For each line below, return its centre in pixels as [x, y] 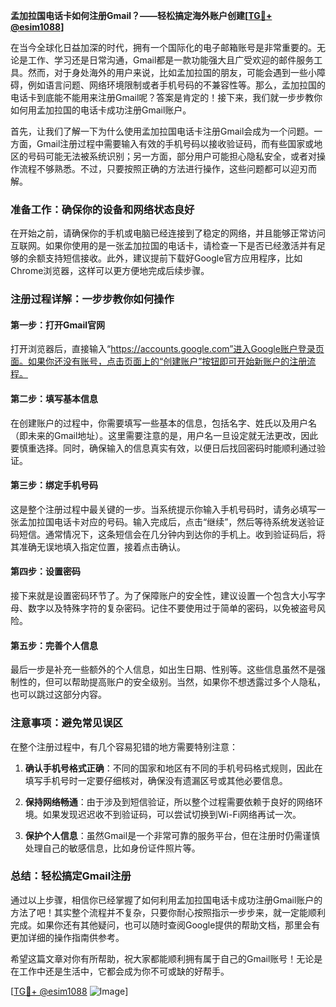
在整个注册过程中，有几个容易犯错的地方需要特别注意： [124, 746]
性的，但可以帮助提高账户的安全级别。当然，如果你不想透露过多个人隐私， [172, 682]
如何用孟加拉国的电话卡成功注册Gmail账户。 [101, 110]
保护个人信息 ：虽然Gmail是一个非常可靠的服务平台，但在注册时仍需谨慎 [172, 835]
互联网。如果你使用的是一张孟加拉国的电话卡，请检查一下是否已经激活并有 [163, 246]
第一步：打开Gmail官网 [57, 325]
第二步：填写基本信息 [54, 399]
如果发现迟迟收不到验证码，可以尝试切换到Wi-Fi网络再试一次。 [172, 814]
